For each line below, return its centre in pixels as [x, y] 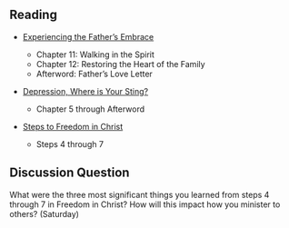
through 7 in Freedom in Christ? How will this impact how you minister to [145, 204]
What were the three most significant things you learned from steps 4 [140, 194]
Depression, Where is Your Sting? [85, 91]
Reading [33, 15]
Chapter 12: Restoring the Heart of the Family [121, 64]
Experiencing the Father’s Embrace [88, 36]
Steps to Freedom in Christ [73, 126]
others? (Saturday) [45, 213]
